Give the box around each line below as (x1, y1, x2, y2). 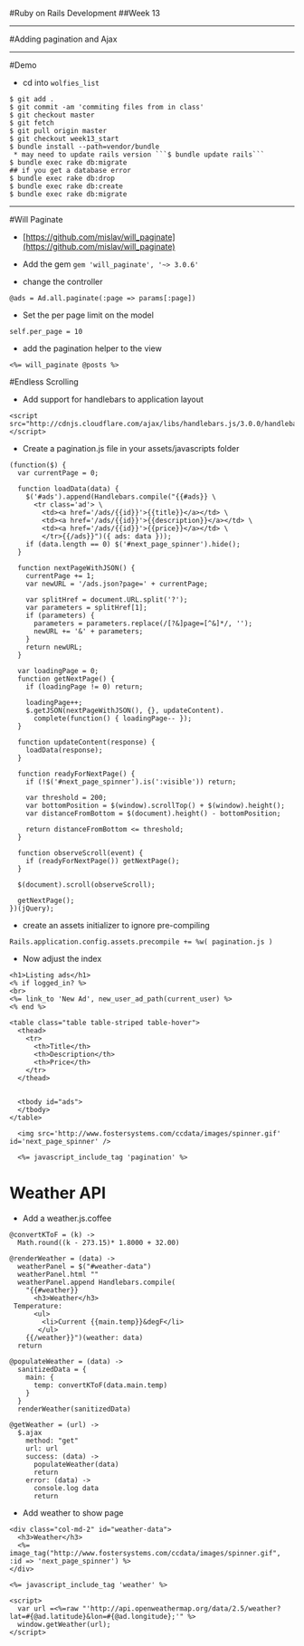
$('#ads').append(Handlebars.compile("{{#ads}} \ (25, 492, 217, 501)
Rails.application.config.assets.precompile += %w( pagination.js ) (9, 937, 273, 947)
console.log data (33, 1483, 100, 1492)
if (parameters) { (25, 611, 95, 620)
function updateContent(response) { (17, 737, 156, 747)
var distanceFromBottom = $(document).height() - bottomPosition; (25, 809, 281, 818)
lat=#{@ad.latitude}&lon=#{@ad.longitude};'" (9, 1612, 184, 1621)
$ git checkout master (9, 110, 95, 119)
